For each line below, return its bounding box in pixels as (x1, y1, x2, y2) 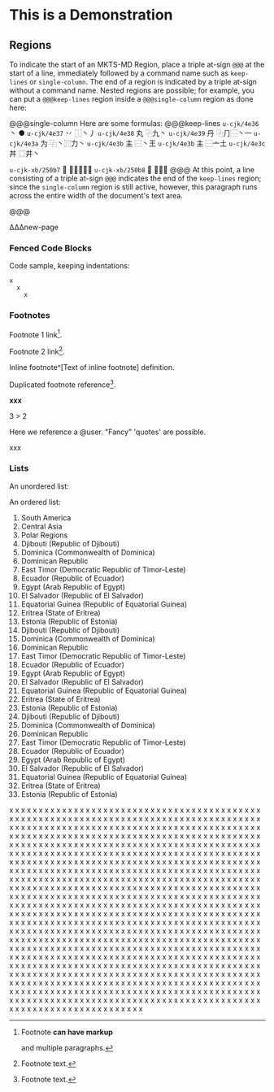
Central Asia (20, 521, 63, 531)
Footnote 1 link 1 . (9, 328, 63, 339)
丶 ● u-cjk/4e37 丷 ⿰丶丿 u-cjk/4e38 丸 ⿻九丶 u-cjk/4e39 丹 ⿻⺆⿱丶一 (9, 128, 252, 137)
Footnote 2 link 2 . (9, 346, 65, 356)
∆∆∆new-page (9, 222, 59, 232)
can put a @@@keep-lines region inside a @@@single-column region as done (9, 94, 254, 103)
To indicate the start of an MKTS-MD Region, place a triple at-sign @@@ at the (9, 59, 265, 69)
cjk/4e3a (9, 140, 39, 148)
